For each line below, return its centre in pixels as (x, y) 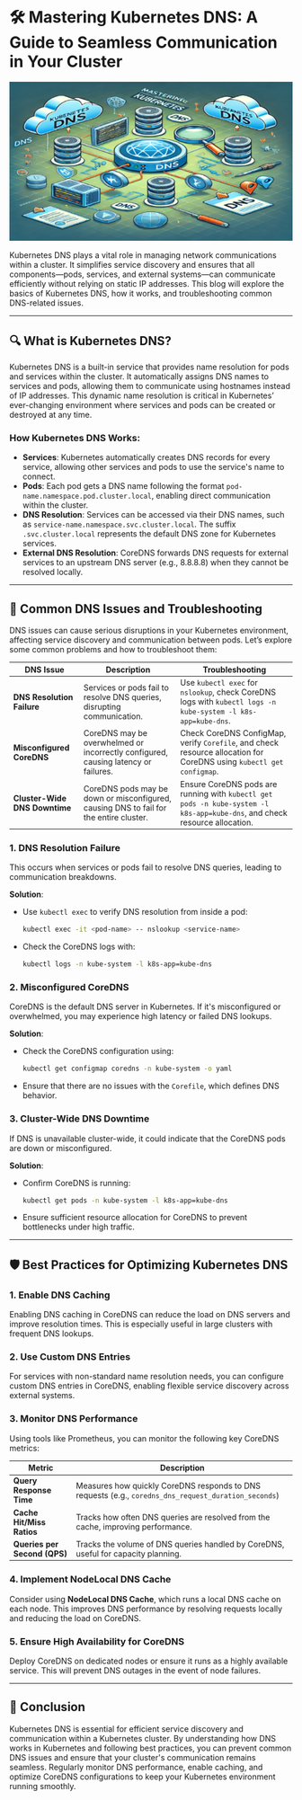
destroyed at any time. (51, 415)
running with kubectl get (226, 794)
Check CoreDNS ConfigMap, (233, 733)
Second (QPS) (40, 1553)
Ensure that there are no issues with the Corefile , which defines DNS (151, 1086)
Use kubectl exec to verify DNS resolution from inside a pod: (135, 912)
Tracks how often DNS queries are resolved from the (173, 1517)
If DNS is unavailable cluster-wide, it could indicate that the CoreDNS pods (147, 1139)
